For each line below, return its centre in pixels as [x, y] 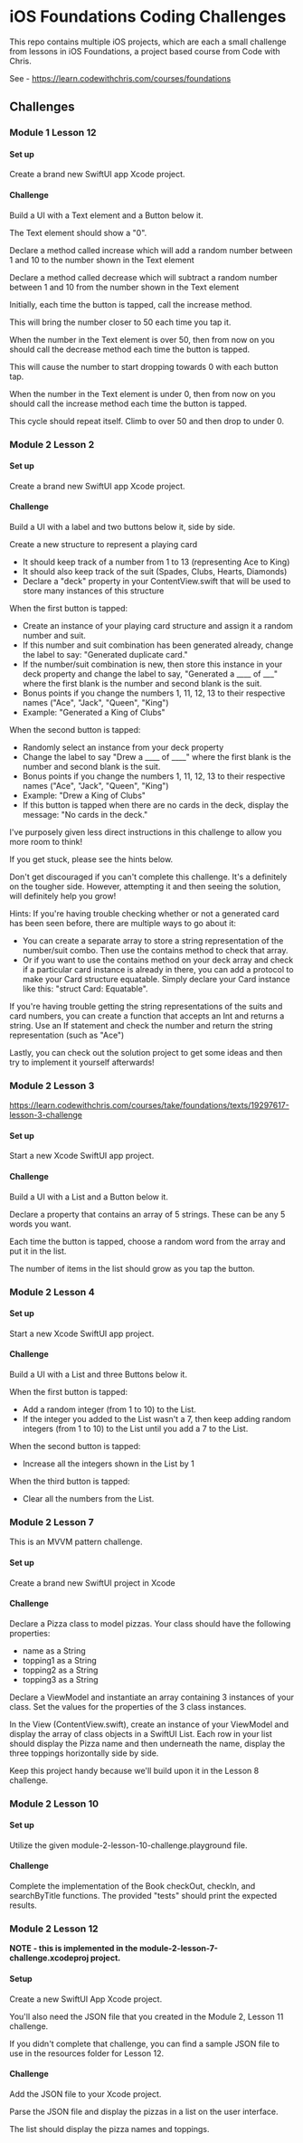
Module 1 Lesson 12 [53, 133]
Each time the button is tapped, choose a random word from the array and [147, 1241]
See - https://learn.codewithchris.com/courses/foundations [120, 78]
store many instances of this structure [93, 591]
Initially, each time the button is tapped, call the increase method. [131, 304]
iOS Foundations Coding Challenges [148, 17]
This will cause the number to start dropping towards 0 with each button [144, 366]
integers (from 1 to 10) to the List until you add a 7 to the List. [135, 1429]
